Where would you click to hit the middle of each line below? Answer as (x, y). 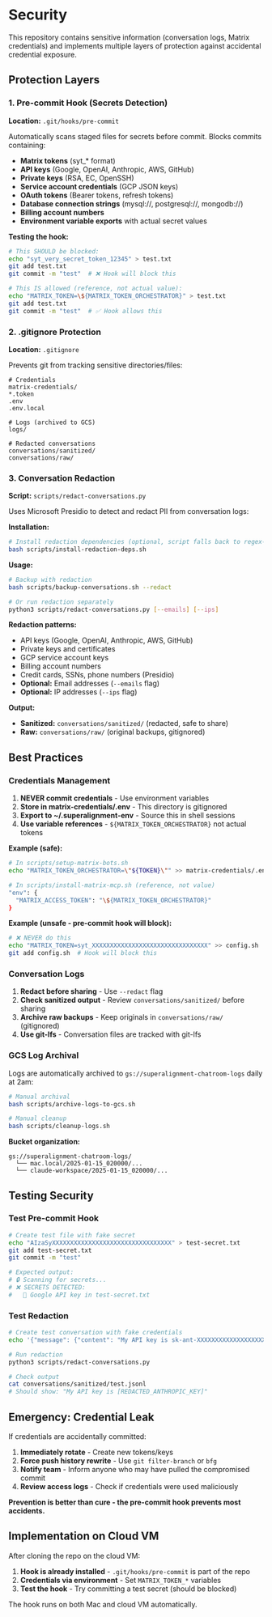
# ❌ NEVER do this (40, 938)
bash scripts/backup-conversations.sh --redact (90, 587)
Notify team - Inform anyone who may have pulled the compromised (135, 1470)
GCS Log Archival (44, 1055)
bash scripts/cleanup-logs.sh (59, 1127)
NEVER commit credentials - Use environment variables (115, 798)
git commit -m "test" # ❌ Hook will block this (92, 274)
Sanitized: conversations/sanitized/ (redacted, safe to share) (124, 724)
